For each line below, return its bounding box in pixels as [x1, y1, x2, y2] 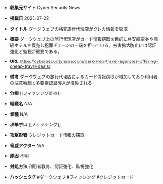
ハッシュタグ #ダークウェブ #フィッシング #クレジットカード [9, 174, 134, 180]
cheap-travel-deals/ [9, 63, 51, 69]
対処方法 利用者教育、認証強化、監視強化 [9, 163, 94, 169]
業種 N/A [9, 111, 28, 117]
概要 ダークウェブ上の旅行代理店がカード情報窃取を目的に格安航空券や [9, 36, 154, 42]
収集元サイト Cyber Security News [9, 5, 81, 10]
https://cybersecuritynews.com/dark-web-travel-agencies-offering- [19, 59, 158, 64]
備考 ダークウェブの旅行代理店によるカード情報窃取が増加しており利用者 [9, 74, 158, 79]
